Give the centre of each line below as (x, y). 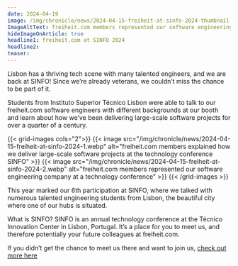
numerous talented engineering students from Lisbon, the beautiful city (111, 198)
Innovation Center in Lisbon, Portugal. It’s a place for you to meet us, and (114, 226)
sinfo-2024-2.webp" (37, 169)
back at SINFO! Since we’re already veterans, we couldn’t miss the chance (116, 81)
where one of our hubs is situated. (57, 205)
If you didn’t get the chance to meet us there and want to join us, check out (117, 248)
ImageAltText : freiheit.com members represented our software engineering (120, 27)
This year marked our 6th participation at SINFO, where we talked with (110, 190)
